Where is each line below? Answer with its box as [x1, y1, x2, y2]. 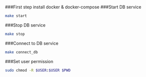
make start [5, 14, 27, 18]
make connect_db [5, 49, 38, 55]
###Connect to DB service [5, 40, 58, 46]
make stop [5, 31, 25, 36]
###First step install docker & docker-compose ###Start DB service [5, 4, 142, 10]
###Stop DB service [5, 22, 46, 28]
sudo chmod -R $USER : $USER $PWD [5, 68, 71, 73]
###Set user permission [5, 58, 54, 64]
